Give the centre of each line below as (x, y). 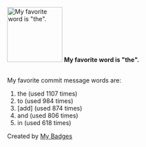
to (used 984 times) (45, 101)
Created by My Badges (40, 136)
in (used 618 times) (44, 123)
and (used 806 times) (48, 115)
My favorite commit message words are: (64, 80)
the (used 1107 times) (47, 93)
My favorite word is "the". (102, 60)
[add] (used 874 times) (50, 108)
